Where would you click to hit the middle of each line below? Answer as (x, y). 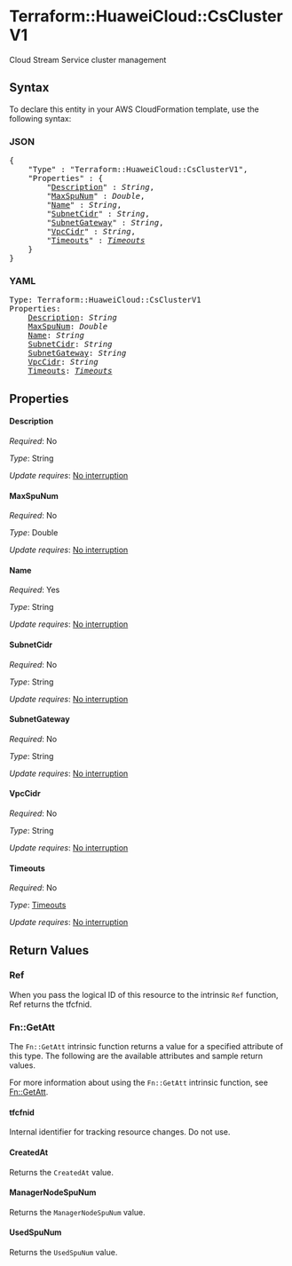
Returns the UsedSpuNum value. (63, 1252)
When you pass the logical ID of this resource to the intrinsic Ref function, (144, 994)
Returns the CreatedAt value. (61, 1172)
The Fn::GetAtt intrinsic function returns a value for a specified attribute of (146, 1047)
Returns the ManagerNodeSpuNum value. (78, 1212)
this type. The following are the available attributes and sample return (136, 1056)
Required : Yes (35, 590)
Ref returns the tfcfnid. (51, 1004)
